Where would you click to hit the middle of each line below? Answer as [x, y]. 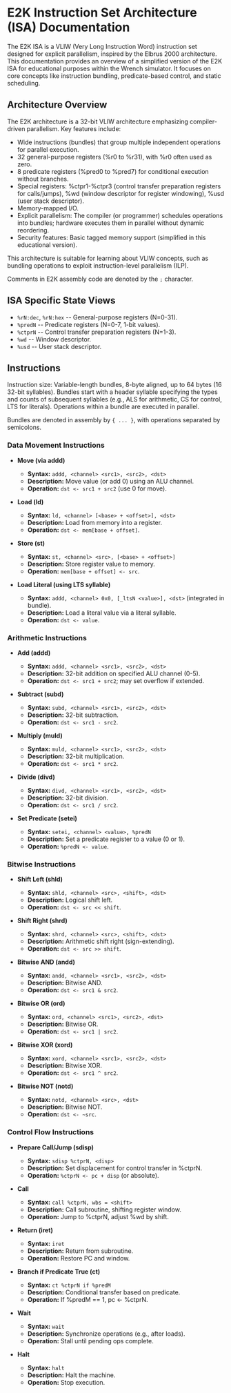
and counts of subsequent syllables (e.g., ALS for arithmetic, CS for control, [114, 399]
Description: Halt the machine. [71, 1375]
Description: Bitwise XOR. [64, 1066]
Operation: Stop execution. [66, 1382]
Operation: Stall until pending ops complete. [90, 1341]
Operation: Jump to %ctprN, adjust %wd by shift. [98, 1216]
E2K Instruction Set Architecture [102, 13]
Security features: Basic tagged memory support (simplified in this [111, 237]
